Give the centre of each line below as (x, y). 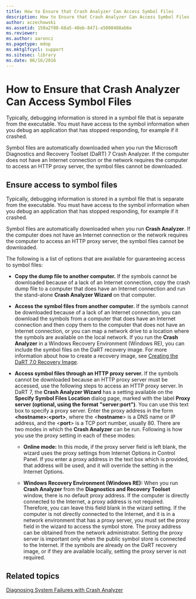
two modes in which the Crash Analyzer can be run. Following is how (98, 430)
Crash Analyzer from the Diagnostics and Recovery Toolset (97, 489)
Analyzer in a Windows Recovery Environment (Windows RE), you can (99, 344)
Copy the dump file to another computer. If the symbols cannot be (96, 276)
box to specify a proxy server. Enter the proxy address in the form (94, 411)
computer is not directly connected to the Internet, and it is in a (99, 514)
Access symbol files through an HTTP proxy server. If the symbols (96, 373)
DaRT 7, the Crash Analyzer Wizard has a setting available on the (94, 392)
